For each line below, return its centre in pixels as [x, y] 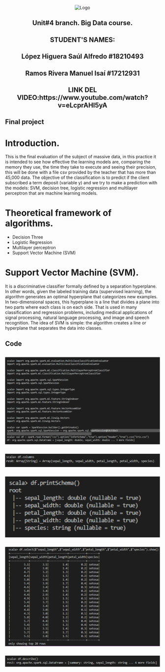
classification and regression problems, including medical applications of [79, 313]
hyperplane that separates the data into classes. [54, 328]
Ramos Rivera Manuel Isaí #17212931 [82, 73]
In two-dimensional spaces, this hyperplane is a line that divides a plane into [82, 302]
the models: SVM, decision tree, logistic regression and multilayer [71, 188]
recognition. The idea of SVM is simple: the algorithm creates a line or [76, 323]
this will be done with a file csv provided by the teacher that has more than [81, 173]
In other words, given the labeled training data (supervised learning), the [78, 292]
